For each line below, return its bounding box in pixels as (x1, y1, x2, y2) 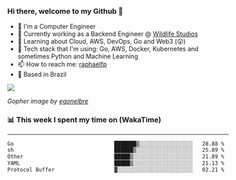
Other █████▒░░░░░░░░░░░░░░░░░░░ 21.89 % (7, 153, 225, 160)
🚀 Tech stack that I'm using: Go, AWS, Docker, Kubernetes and (17, 45, 199, 53)
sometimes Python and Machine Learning (17, 52, 138, 60)
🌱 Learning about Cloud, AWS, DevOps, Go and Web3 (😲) (17, 37, 186, 46)
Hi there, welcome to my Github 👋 (7, 6, 124, 16)
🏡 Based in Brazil (17, 70, 67, 79)
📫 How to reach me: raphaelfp (17, 60, 107, 69)
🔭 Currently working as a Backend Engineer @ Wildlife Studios (17, 30, 198, 38)
